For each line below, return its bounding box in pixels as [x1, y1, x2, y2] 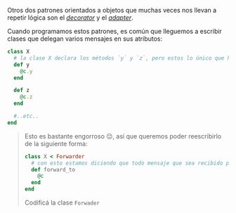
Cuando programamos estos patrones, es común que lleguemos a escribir [7, 27, 223, 35]
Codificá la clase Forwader [24, 198, 100, 207]
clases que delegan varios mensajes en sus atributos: [7, 34, 163, 43]
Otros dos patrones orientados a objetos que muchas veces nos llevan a [7, 6, 217, 14]
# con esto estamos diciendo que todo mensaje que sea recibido [31, 160, 223, 167]
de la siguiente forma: [24, 139, 88, 148]
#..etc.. [13, 112, 39, 120]
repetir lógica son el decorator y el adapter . [7, 13, 133, 22]
